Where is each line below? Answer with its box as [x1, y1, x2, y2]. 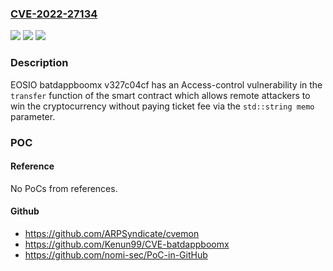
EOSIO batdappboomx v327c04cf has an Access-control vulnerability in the [10, 78, 323, 91]
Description [10, 56, 69, 70]
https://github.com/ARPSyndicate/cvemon [24, 227, 200, 239]
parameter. [10, 110, 56, 122]
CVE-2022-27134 [10, 7, 98, 21]
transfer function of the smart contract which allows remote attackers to [10, 89, 311, 101]
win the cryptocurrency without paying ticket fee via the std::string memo [10, 100, 315, 112]
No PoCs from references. [10, 182, 118, 194]
